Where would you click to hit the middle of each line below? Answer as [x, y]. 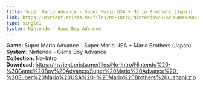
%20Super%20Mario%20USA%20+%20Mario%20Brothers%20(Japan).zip [101, 77]
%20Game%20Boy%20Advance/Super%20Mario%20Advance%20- [92, 71]
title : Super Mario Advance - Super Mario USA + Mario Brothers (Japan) [100, 12]
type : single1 [24, 23]
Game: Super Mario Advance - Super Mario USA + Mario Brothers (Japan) [99, 46]
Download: [20, 65]
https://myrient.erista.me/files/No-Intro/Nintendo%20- [103, 65]
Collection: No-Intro [32, 58]
